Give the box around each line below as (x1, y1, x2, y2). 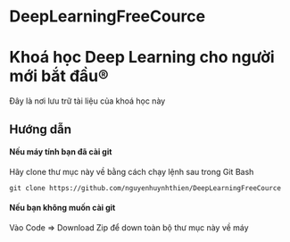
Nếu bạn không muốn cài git (9, 203, 116, 213)
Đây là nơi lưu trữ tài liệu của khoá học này (9, 96, 166, 106)
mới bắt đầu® (9, 66, 109, 87)
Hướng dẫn (9, 121, 72, 137)
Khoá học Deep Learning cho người (9, 47, 275, 68)
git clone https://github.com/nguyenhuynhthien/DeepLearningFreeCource (9, 183, 281, 193)
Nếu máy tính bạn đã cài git (9, 146, 112, 157)
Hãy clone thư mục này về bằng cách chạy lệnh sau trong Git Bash (9, 166, 254, 177)
